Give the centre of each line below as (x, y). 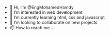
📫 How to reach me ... (32, 28)
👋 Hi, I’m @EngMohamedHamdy (42, 7)
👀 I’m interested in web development (46, 12)
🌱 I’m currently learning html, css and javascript (57, 17)
